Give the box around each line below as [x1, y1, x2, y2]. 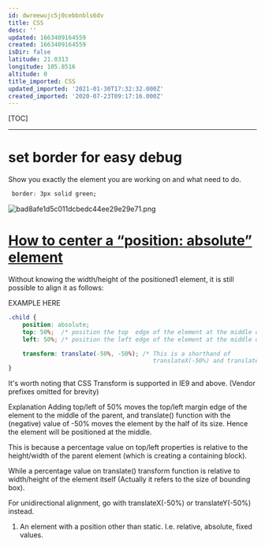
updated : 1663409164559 [8, 33, 87, 42]
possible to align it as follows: [8, 283, 104, 292]
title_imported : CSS [8, 77, 77, 85]
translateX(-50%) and [152, 357, 224, 365]
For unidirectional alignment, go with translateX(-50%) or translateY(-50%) [8, 498, 252, 508]
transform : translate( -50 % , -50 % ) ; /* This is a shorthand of [22, 350, 231, 358]
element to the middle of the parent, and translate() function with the [8, 410, 231, 420]
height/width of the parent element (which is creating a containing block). [8, 451, 247, 461]
